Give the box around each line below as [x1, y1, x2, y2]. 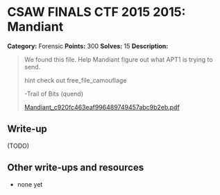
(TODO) [7, 142, 30, 150]
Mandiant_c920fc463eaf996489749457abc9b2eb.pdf [24, 103, 180, 111]
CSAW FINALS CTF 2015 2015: [7, 4, 186, 20]
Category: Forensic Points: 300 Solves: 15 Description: [7, 42, 169, 50]
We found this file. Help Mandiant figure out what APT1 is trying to [24, 55, 213, 63]
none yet [17, 180, 43, 188]
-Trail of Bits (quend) [24, 90, 84, 98]
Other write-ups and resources [7, 162, 144, 173]
